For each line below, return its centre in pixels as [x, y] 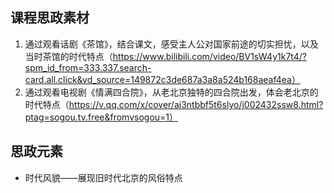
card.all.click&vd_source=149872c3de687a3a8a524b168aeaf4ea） [162, 79]
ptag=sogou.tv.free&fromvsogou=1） [101, 117]
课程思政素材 [50, 18]
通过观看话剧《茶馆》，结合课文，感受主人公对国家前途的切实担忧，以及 [171, 44]
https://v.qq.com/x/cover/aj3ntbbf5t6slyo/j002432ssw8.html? [196, 104]
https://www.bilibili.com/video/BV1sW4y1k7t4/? [209, 56]
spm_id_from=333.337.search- [88, 67]
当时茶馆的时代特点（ [68, 56]
